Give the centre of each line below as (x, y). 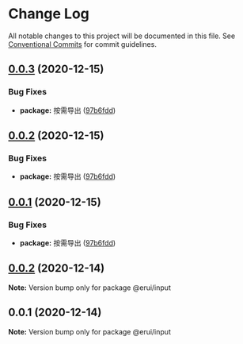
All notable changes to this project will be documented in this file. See (122, 36)
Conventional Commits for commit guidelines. (82, 44)
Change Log (49, 14)
